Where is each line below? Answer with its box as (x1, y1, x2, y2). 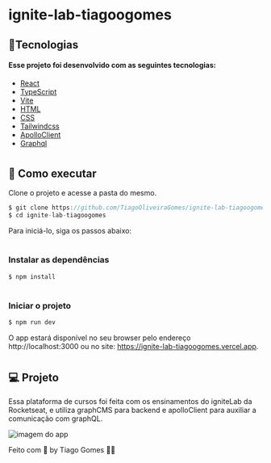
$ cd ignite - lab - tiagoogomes (8, 212, 106, 220)
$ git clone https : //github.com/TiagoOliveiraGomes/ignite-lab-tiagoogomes (8, 204, 269, 212)
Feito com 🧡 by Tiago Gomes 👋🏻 (8, 444, 116, 454)
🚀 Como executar (8, 166, 97, 180)
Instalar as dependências (8, 255, 110, 266)
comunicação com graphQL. (8, 414, 103, 423)
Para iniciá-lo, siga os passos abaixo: (8, 226, 131, 236)
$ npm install (8, 272, 56, 280)
